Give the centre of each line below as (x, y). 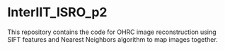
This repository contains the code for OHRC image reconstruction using (112, 32)
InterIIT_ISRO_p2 (57, 12)
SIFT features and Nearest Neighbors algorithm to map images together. (112, 39)
